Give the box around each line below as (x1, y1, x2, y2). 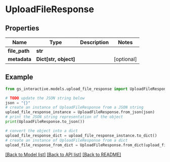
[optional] (113, 56, 137, 62)
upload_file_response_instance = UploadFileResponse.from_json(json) (5, 110, 155, 115)
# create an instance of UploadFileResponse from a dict (5, 138, 128, 143)
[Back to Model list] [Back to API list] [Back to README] (5, 151, 121, 158)
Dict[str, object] (36, 56, 75, 62)
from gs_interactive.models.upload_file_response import (5, 86, 128, 91)
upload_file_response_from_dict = (5, 142, 78, 148)
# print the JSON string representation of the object (5, 114, 123, 120)
